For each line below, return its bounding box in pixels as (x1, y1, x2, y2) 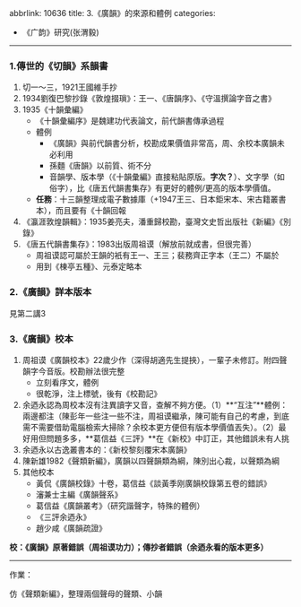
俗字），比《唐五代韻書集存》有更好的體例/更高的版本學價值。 (48, 183, 276, 194)
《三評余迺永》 (35, 511, 91, 522)
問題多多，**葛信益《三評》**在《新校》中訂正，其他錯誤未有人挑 (46, 433, 289, 444)
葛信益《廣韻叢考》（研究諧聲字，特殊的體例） (35, 500, 205, 511)
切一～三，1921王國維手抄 (21, 82, 118, 92)
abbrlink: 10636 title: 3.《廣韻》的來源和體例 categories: (9, 8, 217, 18)
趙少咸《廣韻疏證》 (35, 523, 107, 533)
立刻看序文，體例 (35, 377, 99, 387)
